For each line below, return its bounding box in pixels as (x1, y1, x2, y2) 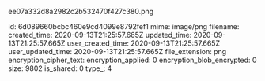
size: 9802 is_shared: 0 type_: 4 (8, 64, 112, 73)
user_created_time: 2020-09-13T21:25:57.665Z (66, 39, 220, 48)
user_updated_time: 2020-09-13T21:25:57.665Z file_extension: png (8, 47, 227, 56)
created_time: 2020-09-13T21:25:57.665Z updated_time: (8, 31, 192, 39)
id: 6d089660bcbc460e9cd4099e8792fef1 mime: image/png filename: (8, 22, 240, 31)
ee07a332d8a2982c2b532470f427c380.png (8, 7, 154, 16)
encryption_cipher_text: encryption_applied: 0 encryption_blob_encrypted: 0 (8, 55, 257, 64)
